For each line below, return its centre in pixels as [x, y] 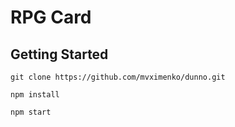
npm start [31, 112]
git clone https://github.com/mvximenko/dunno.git [118, 77]
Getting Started [59, 54]
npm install [35, 95]
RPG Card [51, 17]
